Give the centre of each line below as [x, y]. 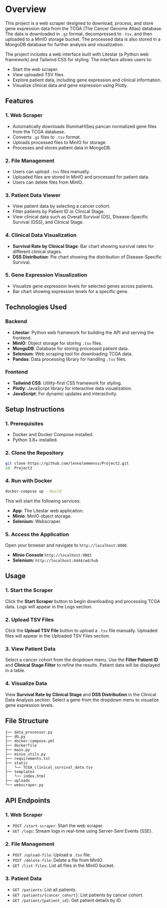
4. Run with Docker [29, 481]
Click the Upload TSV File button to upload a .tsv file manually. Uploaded [81, 630]
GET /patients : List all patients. [44, 889]
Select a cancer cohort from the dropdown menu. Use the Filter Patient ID [82, 660]
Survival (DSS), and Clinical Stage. [48, 222]
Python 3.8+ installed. [35, 440]
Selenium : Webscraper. [37, 521]
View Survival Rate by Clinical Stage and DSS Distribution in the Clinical [81, 694]
